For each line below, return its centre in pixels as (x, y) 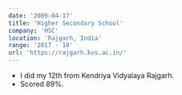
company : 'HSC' (34, 30)
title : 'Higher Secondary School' (66, 23)
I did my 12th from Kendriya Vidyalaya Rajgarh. (97, 75)
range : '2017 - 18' (41, 46)
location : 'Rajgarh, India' (55, 38)
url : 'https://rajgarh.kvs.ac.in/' (68, 53)
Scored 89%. (42, 84)
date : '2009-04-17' (41, 16)
